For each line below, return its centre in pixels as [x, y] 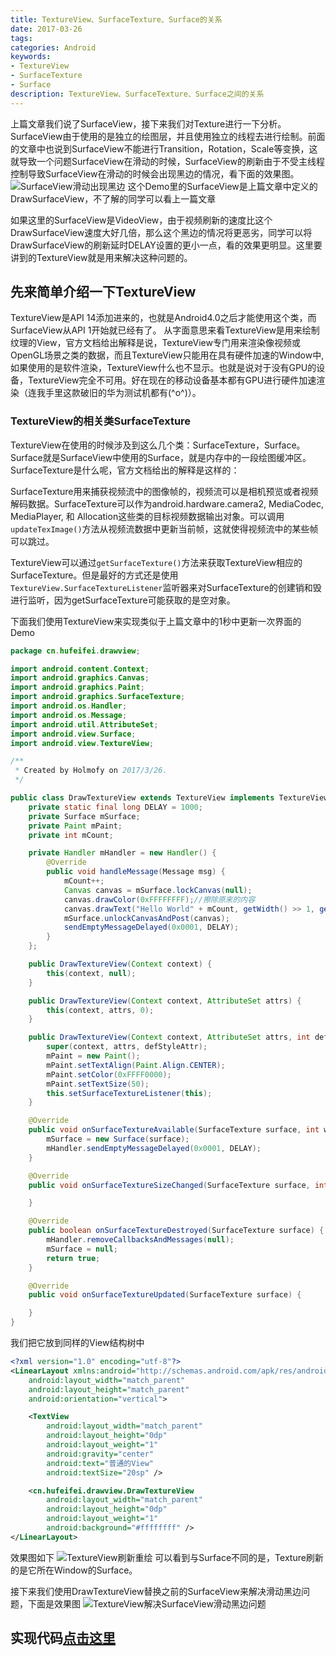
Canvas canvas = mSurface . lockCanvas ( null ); [158, 890]
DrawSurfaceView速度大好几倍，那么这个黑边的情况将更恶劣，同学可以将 [161, 232]
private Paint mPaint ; [75, 826]
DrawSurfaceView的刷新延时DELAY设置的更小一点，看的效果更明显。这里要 [166, 245]
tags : [21, 38]
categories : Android [53, 47]
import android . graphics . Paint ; [77, 687]
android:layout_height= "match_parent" [109, 1389]
